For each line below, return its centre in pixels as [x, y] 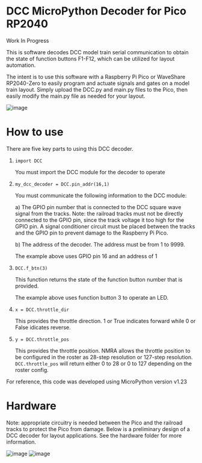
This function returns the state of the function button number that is [99, 279]
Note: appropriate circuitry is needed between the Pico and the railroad [94, 423]
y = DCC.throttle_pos [42, 339]
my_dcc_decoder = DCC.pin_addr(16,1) [62, 184]
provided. [27, 286]
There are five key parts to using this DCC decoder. [70, 148]
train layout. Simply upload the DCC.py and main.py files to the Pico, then [97, 89]
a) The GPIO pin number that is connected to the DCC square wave [98, 207]
